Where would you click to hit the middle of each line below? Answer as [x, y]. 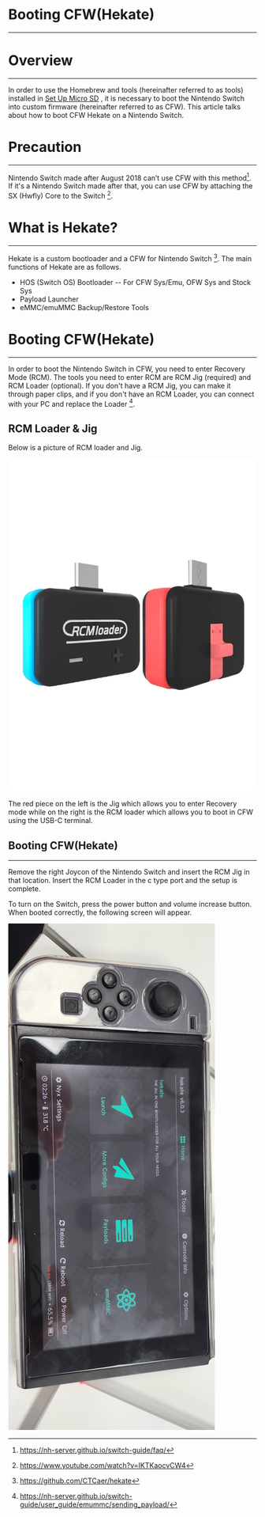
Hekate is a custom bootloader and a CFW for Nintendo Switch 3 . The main [130, 258]
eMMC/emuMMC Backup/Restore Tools [84, 307]
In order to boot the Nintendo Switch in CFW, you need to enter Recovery [127, 369]
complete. [24, 889]
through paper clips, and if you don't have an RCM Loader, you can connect [131, 394]
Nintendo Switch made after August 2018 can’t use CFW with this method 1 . [130, 177]
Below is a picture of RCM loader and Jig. [76, 448]
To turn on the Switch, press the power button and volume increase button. [130, 904]
